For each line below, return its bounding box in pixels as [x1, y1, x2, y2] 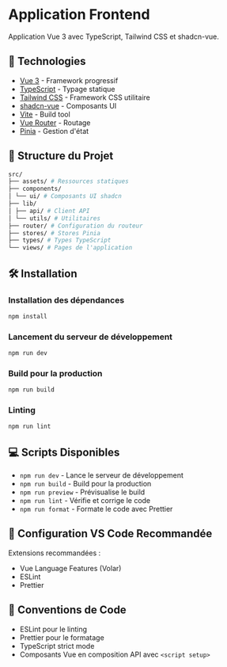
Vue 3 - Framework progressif [19, 75, 119, 85]
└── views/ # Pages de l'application [8, 244, 133, 252]
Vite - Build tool [19, 109, 71, 119]
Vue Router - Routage [19, 117, 91, 128]
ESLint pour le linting [19, 624, 88, 634]
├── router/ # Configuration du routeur [8, 222, 144, 230]
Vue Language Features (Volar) [19, 563, 122, 573]
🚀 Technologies [8, 55, 86, 68]
